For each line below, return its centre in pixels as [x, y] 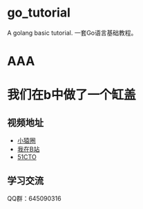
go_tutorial [39, 13]
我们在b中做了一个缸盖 [71, 95]
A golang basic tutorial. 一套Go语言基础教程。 [72, 33]
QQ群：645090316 [34, 198]
